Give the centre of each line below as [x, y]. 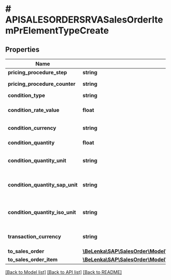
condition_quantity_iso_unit [42, 212]
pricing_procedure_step [37, 72]
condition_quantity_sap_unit [43, 185]
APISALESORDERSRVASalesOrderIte [84, 20]
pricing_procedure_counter [42, 84]
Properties [22, 49]
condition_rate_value [34, 110]
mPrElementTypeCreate [57, 31]
